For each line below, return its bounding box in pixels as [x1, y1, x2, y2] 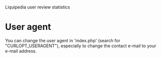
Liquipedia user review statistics [5, 4, 70, 10]
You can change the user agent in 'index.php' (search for [5, 37, 120, 43]
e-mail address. [5, 48, 37, 54]
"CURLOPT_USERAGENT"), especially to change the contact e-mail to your [5, 43, 156, 49]
